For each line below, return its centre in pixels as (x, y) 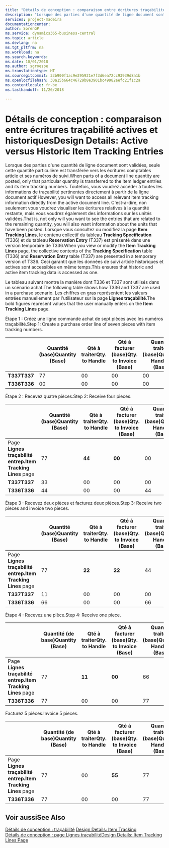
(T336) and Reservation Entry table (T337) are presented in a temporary (81, 256)
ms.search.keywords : (27, 57)
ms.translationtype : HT (30, 71)
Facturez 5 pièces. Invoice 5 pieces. (42, 713)
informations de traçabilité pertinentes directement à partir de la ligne (77, 192)
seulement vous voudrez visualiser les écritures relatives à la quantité (77, 208)
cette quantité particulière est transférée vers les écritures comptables (78, 171)
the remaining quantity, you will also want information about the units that (81, 224)
